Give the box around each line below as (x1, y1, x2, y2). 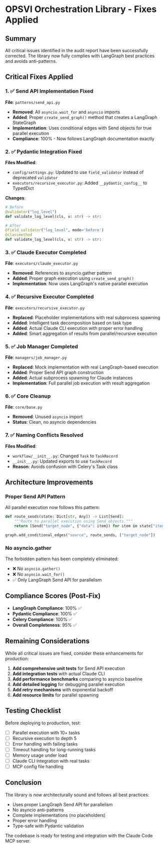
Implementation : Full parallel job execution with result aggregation (12, 380, 150, 386)
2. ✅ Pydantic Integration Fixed (5, 148, 82, 155)
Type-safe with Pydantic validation (12, 822, 84, 829)
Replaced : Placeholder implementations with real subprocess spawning (12, 314, 160, 320)
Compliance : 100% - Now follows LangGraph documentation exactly (12, 136, 154, 142)
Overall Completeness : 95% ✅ (12, 622, 77, 628)
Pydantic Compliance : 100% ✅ (12, 611, 77, 617)
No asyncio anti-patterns (12, 807, 64, 813)
